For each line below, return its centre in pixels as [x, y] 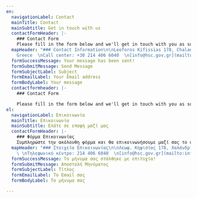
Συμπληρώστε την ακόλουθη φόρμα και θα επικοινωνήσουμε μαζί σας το [102, 142]
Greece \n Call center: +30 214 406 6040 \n [73, 55]
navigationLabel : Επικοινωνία [48, 115]
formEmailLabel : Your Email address [56, 77]
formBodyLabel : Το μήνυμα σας [48, 181]
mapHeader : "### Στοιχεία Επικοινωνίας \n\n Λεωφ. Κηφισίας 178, [90, 147]
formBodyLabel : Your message [47, 83]
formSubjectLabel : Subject [44, 72]
